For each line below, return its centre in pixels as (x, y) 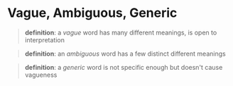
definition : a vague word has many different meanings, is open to (121, 32)
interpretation (45, 39)
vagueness (41, 75)
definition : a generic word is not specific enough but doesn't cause (124, 67)
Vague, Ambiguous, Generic (92, 13)
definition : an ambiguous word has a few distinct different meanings (125, 54)
